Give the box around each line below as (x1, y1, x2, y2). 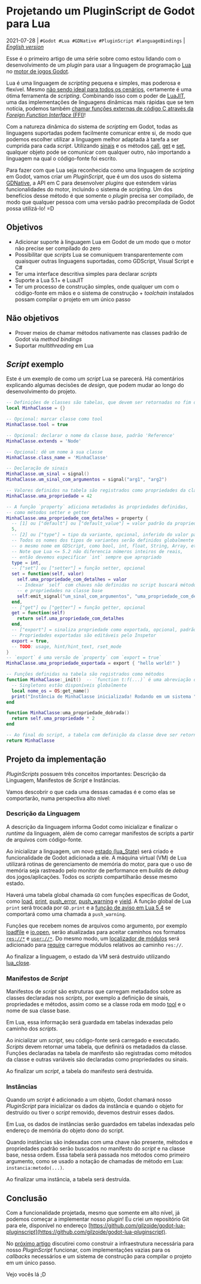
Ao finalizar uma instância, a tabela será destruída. (6, 1176, 131, 1183)
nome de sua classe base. (6, 1007, 71, 1014)
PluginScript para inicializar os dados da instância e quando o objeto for (6, 1102, 184, 1110)
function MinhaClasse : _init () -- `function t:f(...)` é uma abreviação (6, 677, 191, 683)
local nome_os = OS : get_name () (11, 688, 90, 694)
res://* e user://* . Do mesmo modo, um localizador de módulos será (6, 935, 179, 942)
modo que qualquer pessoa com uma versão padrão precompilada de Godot (6, 198, 195, 206)
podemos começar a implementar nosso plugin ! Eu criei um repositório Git (6, 1215, 190, 1223)
